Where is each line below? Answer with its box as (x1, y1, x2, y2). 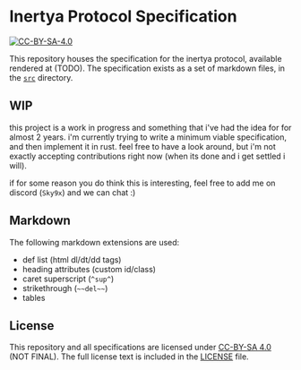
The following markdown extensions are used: (9, 237, 180, 247)
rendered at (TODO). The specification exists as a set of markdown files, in (9, 63, 285, 73)
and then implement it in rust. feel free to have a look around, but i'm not (9, 141, 276, 151)
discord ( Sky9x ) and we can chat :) (9, 186, 136, 198)
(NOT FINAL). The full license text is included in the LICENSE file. (9, 351, 249, 362)
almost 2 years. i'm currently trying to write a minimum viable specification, (9, 132, 288, 142)
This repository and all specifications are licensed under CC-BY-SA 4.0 (9, 342, 271, 353)
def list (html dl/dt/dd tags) (21, 254, 122, 265)
